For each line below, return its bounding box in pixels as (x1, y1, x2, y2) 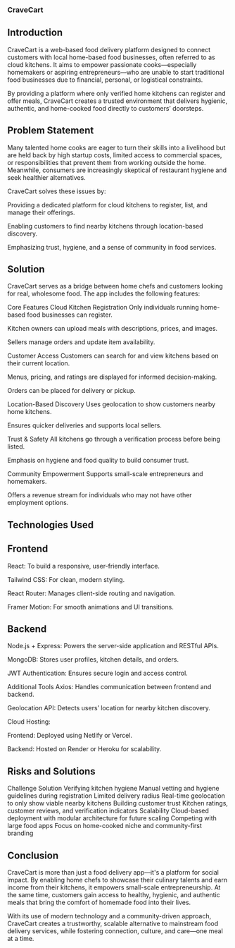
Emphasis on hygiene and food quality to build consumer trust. (7, 456, 189, 465)
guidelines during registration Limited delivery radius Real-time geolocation (7, 791, 225, 800)
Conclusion (7, 849, 59, 861)
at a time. (7, 935, 34, 942)
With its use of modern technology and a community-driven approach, (7, 912, 212, 920)
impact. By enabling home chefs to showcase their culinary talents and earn (7, 876, 227, 884)
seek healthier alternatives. (7, 173, 86, 181)
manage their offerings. (7, 208, 75, 217)
